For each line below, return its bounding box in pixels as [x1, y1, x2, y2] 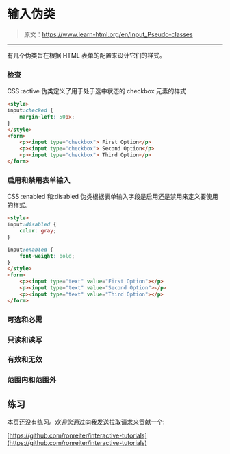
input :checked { [7, 107, 53, 114]
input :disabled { [7, 221, 57, 228]
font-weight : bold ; [19, 252, 75, 259]
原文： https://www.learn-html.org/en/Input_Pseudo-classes [23, 30, 193, 38]
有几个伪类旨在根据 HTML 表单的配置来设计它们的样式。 [7, 51, 166, 59]
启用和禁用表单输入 [7, 176, 71, 185]
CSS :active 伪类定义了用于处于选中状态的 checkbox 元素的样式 [7, 87, 186, 95]
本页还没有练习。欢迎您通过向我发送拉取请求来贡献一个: [7, 418, 166, 426]
